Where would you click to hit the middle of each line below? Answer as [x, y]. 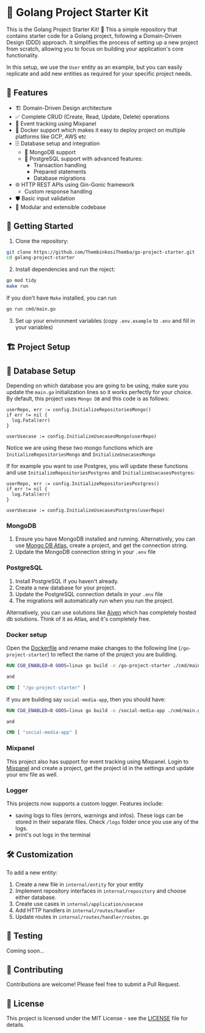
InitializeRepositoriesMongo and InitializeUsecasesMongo [81, 455]
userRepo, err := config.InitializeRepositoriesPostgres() [83, 484]
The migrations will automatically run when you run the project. [94, 600]
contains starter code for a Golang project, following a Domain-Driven [94, 35]
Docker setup [27, 635]
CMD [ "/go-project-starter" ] [46, 688]
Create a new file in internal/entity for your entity [79, 884]
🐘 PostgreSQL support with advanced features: [84, 159]
